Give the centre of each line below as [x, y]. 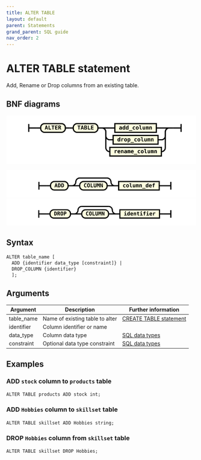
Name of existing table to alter [80, 319]
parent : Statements [31, 25]
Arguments [28, 294]
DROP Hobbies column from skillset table [68, 438]
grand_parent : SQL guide [37, 32]
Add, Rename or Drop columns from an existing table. [73, 85]
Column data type [65, 335]
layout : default [26, 19]
